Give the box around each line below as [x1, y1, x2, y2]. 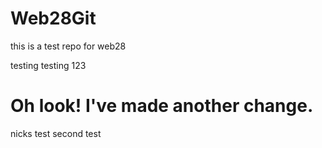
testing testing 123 [10, 59, 87, 71]
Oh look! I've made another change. [10, 95, 314, 117]
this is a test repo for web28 [10, 40, 127, 52]
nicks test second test [10, 127, 102, 139]
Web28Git [10, 7, 97, 30]
